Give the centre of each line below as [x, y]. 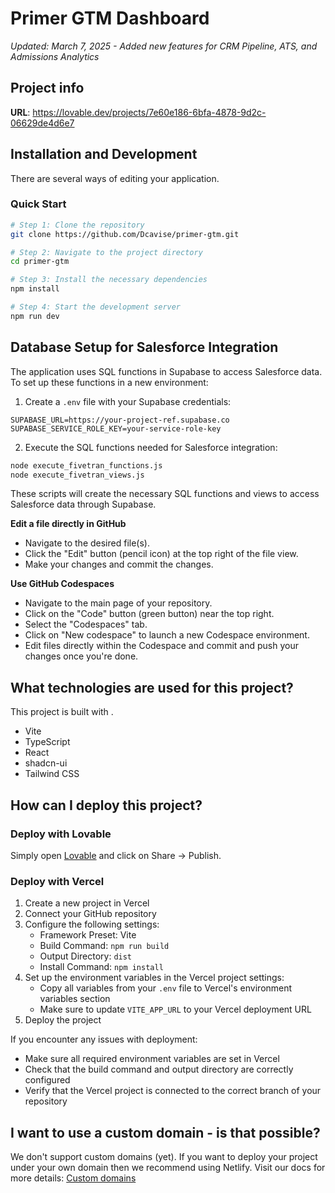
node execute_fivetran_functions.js [86, 465]
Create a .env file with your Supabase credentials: [128, 401]
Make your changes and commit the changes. [119, 564]
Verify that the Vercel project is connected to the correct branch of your [173, 1091]
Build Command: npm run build [104, 946]
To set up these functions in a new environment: [109, 382]
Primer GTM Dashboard [110, 18]
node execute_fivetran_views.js [77, 475]
